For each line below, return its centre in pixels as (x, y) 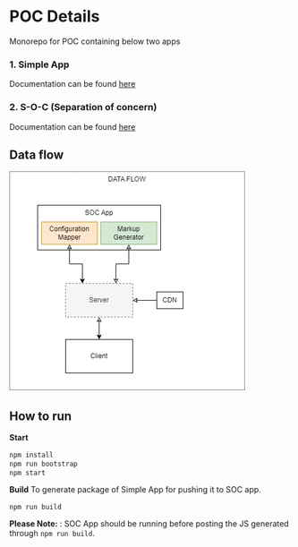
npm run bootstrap (43, 464)
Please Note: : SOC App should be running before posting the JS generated (149, 524)
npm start (28, 473)
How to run (41, 416)
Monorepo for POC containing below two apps (95, 41)
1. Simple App (39, 64)
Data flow (37, 154)
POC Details (55, 17)
